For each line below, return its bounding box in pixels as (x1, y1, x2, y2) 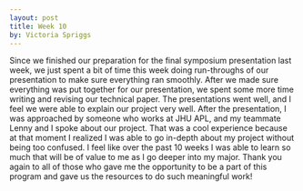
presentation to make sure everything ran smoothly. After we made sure (9, 75, 279, 85)
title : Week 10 (9, 22, 67, 31)
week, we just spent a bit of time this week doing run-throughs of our (9, 65, 269, 75)
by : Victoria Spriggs (9, 30, 92, 39)
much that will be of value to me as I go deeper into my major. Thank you (9, 152, 282, 163)
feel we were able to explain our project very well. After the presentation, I (9, 104, 287, 115)
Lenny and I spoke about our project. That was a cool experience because (9, 123, 288, 134)
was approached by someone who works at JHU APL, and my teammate (9, 113, 281, 124)
